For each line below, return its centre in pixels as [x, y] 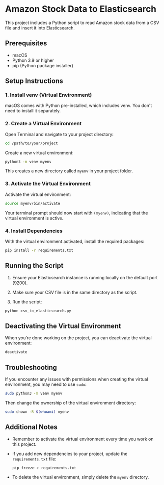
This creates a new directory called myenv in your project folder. [69, 171]
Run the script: [27, 302]
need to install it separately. [33, 111]
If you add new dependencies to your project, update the [70, 454]
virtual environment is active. [34, 218]
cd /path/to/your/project [31, 143]
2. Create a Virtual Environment [43, 124]
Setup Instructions [34, 81]
